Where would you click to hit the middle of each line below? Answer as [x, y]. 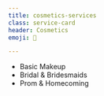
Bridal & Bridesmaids [54, 75]
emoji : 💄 [22, 37]
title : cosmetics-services [52, 15]
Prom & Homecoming [54, 83]
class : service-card [42, 23]
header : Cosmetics [38, 30]
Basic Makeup [43, 67]
